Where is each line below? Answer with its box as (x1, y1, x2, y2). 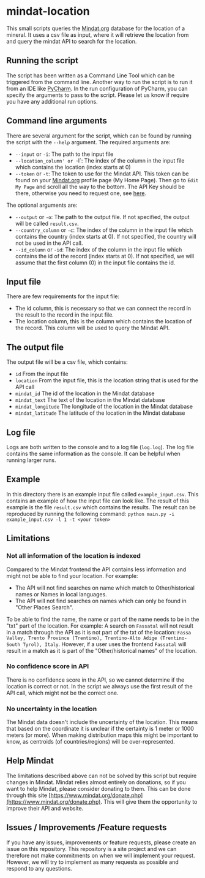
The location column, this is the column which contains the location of (15, 318, 192, 325)
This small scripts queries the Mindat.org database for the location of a (6, 25, 185, 32)
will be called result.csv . (15, 220, 80, 227)
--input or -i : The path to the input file (15, 150, 114, 158)
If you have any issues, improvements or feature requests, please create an (6, 839, 196, 846)
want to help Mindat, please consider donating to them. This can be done (6, 785, 191, 792)
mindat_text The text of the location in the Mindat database (15, 396, 165, 404)
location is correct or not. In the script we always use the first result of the (6, 682, 193, 690)
